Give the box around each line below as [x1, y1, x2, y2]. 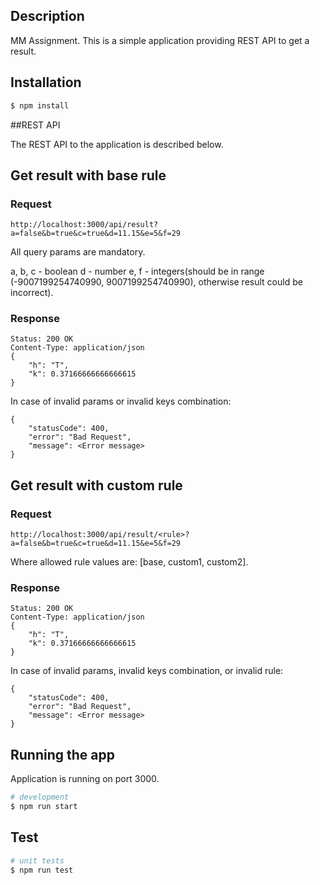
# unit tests [10, 855, 65, 866]
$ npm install [10, 100, 70, 111]
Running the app [10, 746, 115, 763]
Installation [10, 74, 82, 91]
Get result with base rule [10, 167, 167, 184]
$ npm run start [10, 802, 78, 812]
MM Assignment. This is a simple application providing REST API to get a [10, 34, 310, 46]
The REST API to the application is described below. [10, 138, 224, 150]
